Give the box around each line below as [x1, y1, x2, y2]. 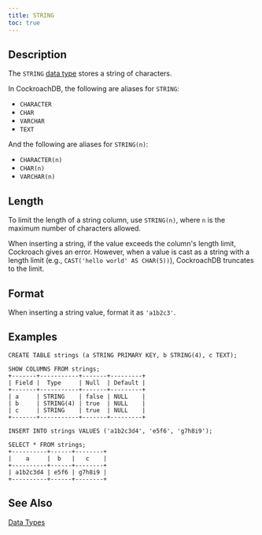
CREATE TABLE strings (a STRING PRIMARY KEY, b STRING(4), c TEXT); [8, 351, 238, 359]
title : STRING [8, 11, 55, 20]
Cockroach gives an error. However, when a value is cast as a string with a [8, 247, 250, 256]
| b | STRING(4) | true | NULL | [8, 399, 146, 408]
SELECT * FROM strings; [8, 441, 87, 448]
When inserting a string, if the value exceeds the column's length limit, [8, 239, 236, 249]
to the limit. [8, 264, 45, 274]
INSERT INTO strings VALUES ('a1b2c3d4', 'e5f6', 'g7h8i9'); [8, 426, 213, 435]
